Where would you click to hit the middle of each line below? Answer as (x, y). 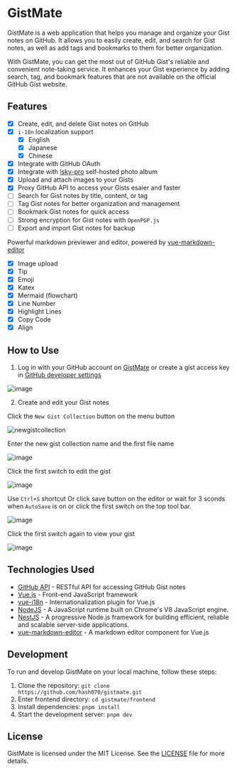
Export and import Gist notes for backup (76, 228)
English (39, 139)
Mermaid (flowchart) (48, 295)
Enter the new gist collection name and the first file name (91, 444)
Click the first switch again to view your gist (71, 534)
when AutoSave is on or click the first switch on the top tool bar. (99, 506)
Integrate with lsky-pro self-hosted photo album (88, 172)
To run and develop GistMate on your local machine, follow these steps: (112, 672)
